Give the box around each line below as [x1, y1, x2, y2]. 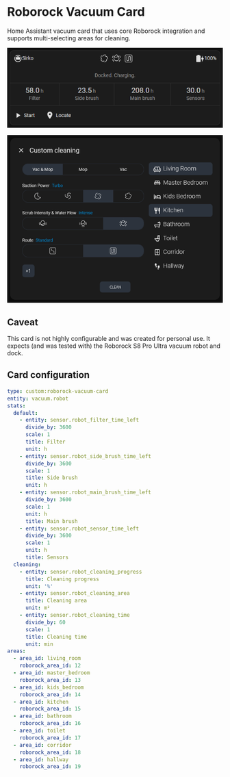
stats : [7, 402, 26, 409]
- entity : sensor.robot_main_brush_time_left [19, 489, 152, 496]
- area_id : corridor [13, 741, 72, 748]
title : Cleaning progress [25, 576, 99, 583]
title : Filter [25, 439, 66, 446]
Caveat [7, 316, 39, 328]
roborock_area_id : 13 [19, 676, 81, 683]
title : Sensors [25, 554, 69, 561]
